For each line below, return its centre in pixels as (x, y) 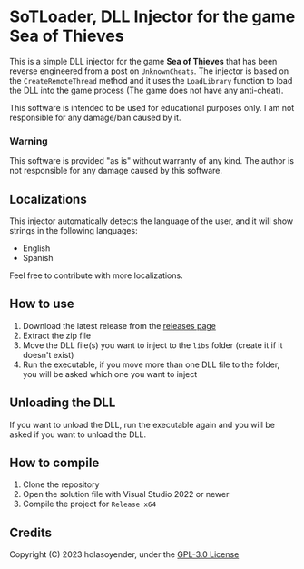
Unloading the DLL (63, 403)
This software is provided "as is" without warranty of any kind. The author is (152, 161)
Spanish (38, 258)
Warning (29, 141)
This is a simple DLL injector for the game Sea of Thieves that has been (143, 61)
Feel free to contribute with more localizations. (96, 275)
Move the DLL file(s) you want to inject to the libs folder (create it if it (152, 345)
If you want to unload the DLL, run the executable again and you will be (142, 424)
